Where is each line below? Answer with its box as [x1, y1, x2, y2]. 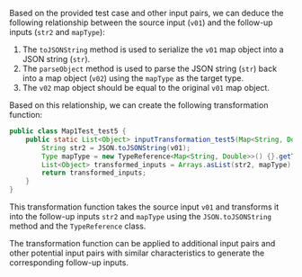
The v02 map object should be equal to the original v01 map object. [22, 83, 270, 93]
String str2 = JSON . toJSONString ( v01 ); [41, 143, 191, 152]
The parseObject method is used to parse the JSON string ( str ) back [22, 63, 277, 74]
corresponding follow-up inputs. [9, 257, 129, 268]
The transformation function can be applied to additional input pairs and [9, 238, 276, 248]
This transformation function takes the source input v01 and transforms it [9, 201, 280, 212]
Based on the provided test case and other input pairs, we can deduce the [9, 8, 284, 18]
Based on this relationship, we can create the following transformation [9, 100, 269, 111]
